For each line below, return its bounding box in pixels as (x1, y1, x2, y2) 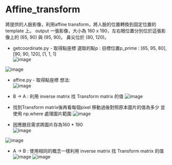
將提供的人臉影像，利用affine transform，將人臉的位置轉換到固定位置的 (5, 21, 157, 27)
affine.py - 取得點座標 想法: (12, 77, 70, 83)
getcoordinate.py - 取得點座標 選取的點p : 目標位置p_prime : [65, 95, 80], (12, 45, 167, 51)
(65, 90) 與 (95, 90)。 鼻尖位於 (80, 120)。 (20, 34, 109, 40)
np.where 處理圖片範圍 (23, 111, 72, 117)
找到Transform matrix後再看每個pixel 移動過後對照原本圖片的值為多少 (12, 104, 160, 110)
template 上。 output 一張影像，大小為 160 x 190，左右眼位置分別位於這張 (5, 27, 162, 34)
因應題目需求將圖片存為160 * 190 (12, 121, 83, 127)
